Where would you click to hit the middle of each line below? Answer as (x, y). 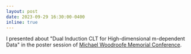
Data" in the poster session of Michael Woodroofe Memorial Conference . (94, 45)
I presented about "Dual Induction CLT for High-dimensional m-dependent (96, 39)
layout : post (22, 11)
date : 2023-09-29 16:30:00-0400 (45, 17)
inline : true (22, 22)
